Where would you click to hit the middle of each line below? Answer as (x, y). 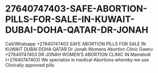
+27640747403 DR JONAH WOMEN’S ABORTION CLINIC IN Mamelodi (78, 54)
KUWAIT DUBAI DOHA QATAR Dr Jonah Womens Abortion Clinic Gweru (79, 49)
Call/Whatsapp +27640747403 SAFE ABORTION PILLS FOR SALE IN (76, 43)
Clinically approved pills (30, 65)
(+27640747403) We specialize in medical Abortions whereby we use (77, 59)
